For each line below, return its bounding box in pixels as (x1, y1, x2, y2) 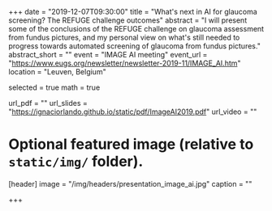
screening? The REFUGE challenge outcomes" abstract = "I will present (8, 15, 248, 25)
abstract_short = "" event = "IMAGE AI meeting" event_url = (8, 50, 208, 59)
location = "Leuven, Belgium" (8, 67, 107, 76)
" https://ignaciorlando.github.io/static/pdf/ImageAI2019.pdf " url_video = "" (8, 107, 257, 116)
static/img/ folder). (8, 153, 144, 171)
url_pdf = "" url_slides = (8, 99, 88, 108)
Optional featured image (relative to (8, 135, 254, 154)
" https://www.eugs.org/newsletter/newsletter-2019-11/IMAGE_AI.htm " (8, 58, 241, 68)
